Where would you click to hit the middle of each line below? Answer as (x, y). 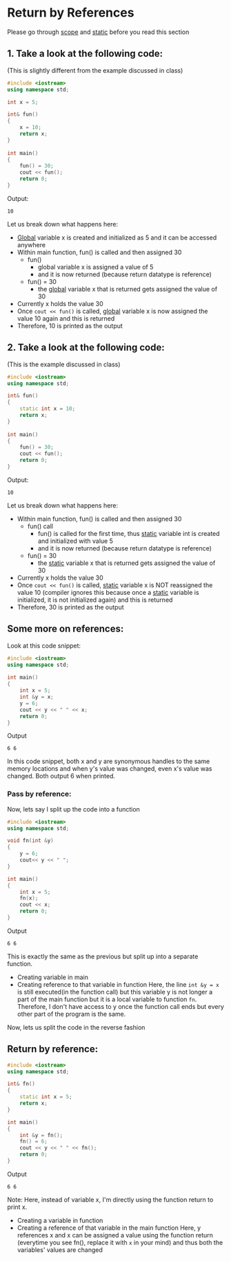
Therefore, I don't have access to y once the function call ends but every (120, 1006)
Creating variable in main (52, 977)
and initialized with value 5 (76, 541)
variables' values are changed (60, 1250)
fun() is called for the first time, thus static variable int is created (129, 533)
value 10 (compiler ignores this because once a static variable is (108, 592)
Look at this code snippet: (44, 645)
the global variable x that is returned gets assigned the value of (128, 289)
